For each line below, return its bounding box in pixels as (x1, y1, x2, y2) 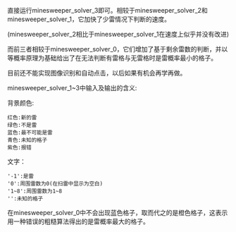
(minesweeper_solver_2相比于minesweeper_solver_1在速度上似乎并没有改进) (7, 30, 230, 38)
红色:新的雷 (7, 114, 37, 121)
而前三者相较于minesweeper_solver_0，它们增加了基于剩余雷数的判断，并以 (7, 45, 228, 53)
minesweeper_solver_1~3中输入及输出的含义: (7, 84, 137, 92)
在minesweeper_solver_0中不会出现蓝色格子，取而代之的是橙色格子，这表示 (7, 209, 228, 216)
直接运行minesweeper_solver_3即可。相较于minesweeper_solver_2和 (7, 6, 208, 14)
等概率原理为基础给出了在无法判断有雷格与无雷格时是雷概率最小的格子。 (7, 54, 217, 62)
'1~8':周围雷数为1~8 (7, 188, 62, 195)
